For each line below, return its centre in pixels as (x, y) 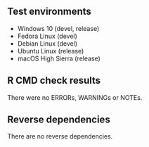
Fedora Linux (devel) (47, 36)
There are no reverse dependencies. (60, 136)
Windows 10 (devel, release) (58, 28)
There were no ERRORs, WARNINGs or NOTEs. (75, 97)
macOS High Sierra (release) (59, 58)
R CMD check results (54, 81)
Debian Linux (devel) (47, 43)
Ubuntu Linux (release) (51, 51)
